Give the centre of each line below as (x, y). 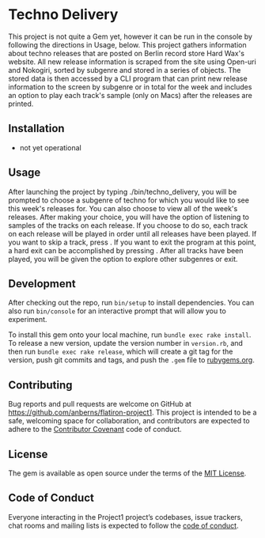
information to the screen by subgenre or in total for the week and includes (130, 87)
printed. (21, 104)
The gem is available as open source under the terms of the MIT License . (127, 473)
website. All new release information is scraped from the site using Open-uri (132, 62)
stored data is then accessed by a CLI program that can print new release (128, 78)
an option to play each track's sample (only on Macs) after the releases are (131, 95)
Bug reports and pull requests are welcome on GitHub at (100, 404)
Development (42, 284)
